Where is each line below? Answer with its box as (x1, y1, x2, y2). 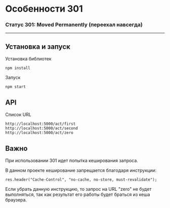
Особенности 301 (5, 3, 83, 15)
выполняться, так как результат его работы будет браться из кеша (5, 191, 150, 197)
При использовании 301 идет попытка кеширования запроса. (5, 157, 138, 163)
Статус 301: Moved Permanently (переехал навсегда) (5, 21, 143, 28)
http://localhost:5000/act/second (5, 126, 78, 131)
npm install (5, 65, 30, 71)
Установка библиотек (5, 56, 52, 62)
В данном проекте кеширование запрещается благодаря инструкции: (5, 167, 157, 173)
